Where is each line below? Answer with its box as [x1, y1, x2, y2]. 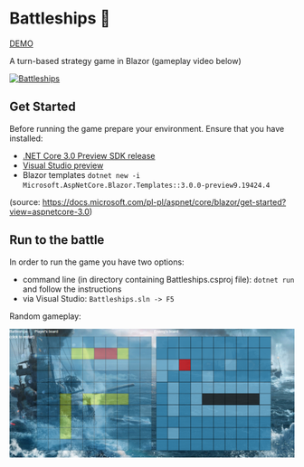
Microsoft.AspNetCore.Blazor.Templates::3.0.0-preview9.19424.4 [22, 181, 271, 190]
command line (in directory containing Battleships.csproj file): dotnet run [22, 274, 295, 285]
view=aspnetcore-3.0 [9, 206, 90, 217]
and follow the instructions [22, 284, 122, 294]
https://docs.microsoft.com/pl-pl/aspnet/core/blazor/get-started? [42, 196, 287, 207]
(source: [9, 196, 41, 207]
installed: [9, 133, 43, 144]
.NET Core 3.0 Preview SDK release [22, 150, 156, 161]
